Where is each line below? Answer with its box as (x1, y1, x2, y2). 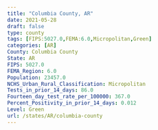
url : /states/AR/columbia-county (7, 112, 103, 119)
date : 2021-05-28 (7, 17, 57, 23)
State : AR (7, 55, 36, 62)
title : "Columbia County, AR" (7, 10, 94, 17)
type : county (7, 29, 45, 36)
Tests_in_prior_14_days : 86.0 (7, 87, 94, 94)
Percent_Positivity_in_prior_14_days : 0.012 (7, 100, 137, 107)
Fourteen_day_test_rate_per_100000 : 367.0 (7, 94, 131, 100)
